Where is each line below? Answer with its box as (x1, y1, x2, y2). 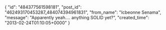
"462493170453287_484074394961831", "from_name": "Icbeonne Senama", (4, 9, 162, 15)
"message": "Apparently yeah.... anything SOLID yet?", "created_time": (4, 15, 150, 20)
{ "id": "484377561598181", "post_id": (4, 4, 82, 10)
